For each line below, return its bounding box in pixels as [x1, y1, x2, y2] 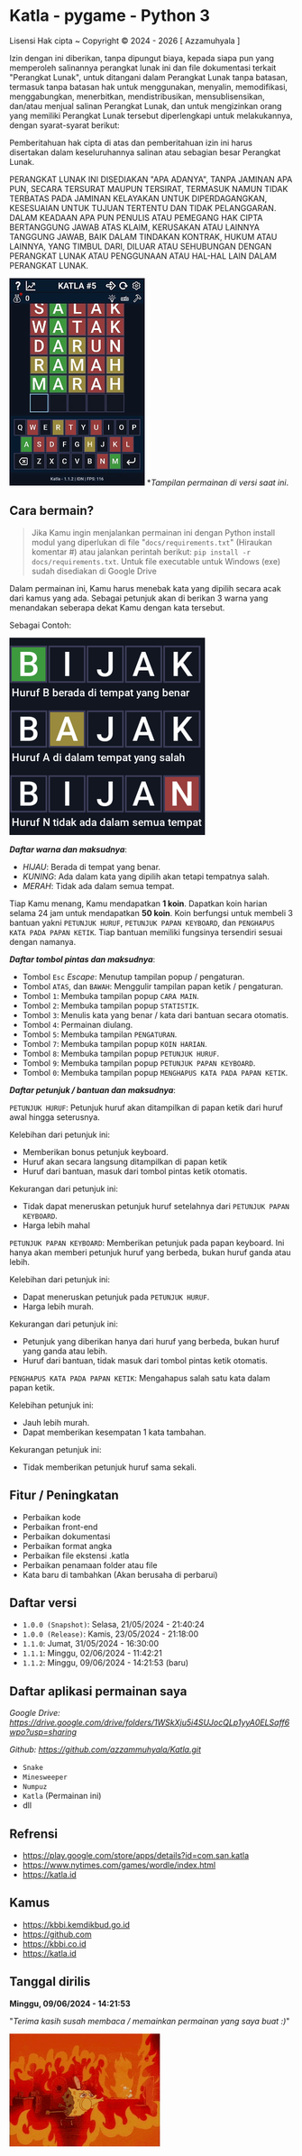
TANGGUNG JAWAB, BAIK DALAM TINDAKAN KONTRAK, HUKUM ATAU [9, 231, 278, 242]
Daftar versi [9, 1595, 78, 1610]
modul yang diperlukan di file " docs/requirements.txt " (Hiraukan [31, 537, 273, 547]
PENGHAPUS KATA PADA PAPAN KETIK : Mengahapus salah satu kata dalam [9, 1372, 270, 1383]
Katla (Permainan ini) [22, 1791, 102, 1802]
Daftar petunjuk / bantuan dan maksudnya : [9, 1084, 176, 1096]
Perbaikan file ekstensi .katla [22, 1550, 130, 1561]
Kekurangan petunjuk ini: [9, 1444, 102, 1454]
